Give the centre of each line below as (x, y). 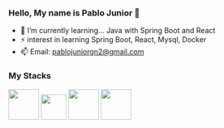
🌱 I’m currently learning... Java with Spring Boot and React (118, 31)
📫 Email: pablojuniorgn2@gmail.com (82, 52)
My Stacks (30, 76)
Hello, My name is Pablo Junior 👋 (74, 13)
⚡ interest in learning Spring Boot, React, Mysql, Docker (113, 40)
